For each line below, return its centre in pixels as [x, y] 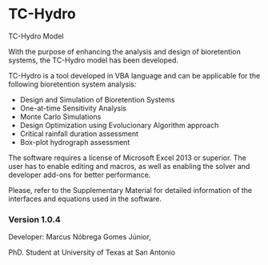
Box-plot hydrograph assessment [75, 142]
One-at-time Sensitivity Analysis [73, 108]
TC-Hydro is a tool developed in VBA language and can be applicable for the [134, 75]
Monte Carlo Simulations [60, 116]
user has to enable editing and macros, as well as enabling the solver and [129, 166]
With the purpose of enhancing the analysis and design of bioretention [125, 51]
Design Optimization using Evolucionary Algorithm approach [119, 125]
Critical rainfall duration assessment [79, 134]
